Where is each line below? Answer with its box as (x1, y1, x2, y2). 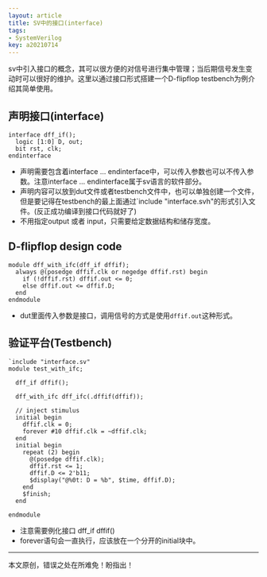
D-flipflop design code (8, 240, 122, 254)
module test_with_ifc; (8, 365, 83, 373)
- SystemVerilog (8, 33, 62, 42)
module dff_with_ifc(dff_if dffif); (8, 261, 130, 269)
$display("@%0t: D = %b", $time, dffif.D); (29, 476, 176, 484)
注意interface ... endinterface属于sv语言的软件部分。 (33, 176, 207, 186)
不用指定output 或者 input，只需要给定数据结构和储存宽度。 (19, 216, 215, 226)
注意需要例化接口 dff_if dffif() (19, 525, 115, 535)
